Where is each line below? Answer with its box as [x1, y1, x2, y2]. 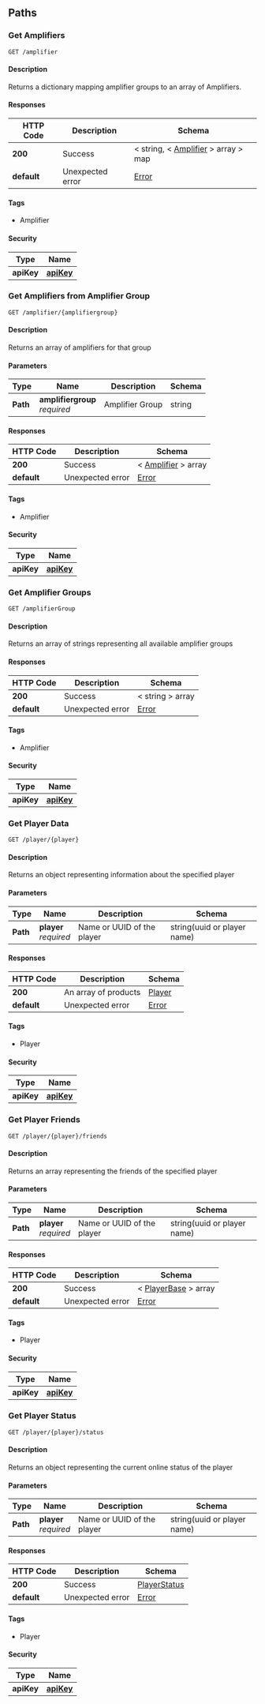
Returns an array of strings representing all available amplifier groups [8, 639, 233, 648]
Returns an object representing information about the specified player [8, 870, 235, 880]
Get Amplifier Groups [8, 587, 91, 598]
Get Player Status [8, 1410, 77, 1421]
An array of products [64, 986, 141, 997]
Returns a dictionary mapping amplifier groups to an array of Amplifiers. [8, 82, 242, 92]
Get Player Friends [8, 1114, 80, 1125]
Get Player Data [8, 817, 69, 828]
